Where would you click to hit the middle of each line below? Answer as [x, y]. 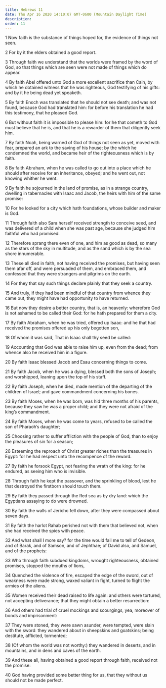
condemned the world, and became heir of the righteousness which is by [80, 153]
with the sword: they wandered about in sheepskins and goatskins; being [80, 631]
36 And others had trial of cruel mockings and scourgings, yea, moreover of [82, 610]
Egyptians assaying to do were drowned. [46, 501]
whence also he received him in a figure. [46, 353]
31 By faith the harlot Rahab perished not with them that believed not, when [82, 526]
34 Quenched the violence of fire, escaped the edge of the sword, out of [79, 576]
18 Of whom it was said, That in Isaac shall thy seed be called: [68, 338]
